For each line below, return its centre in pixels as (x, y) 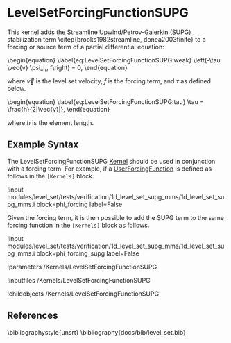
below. (17, 88)
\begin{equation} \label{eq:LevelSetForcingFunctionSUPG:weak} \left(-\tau (114, 60)
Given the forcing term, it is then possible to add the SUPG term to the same (115, 217)
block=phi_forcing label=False (79, 204)
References (33, 316)
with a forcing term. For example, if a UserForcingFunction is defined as (110, 169)
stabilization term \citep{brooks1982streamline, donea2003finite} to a (106, 39)
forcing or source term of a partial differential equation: (86, 47)
